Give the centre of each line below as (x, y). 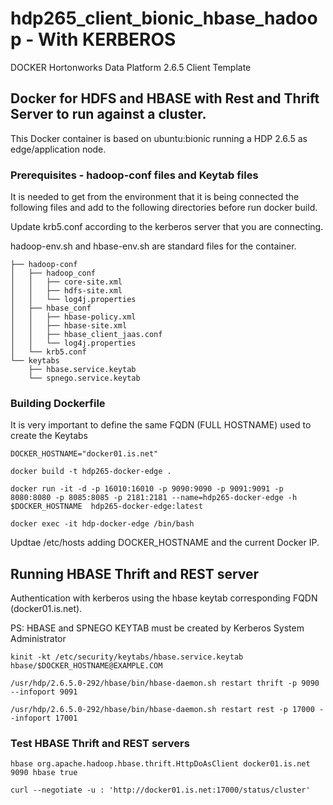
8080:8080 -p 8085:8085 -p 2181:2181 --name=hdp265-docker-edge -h (154, 498)
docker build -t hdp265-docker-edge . (91, 472)
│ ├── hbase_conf (51, 308)
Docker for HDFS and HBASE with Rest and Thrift (165, 98)
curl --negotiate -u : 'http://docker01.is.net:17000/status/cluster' (160, 790)
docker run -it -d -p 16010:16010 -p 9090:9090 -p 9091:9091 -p (147, 489)
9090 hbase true (44, 773)
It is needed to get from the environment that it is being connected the (155, 197)
